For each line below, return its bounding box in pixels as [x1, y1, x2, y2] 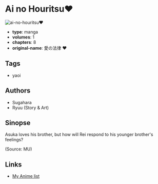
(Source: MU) [5, 146, 33, 152]
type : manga [12, 29, 38, 35]
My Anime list [12, 173, 40, 179]
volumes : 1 [12, 34, 35, 40]
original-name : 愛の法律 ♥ [12, 45, 67, 51]
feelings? [5, 137, 23, 143]
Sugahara [12, 99, 32, 105]
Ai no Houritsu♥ [5, 3, 73, 15]
